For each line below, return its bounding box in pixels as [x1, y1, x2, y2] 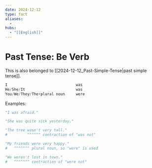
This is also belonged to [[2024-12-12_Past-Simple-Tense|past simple [5, 67, 147, 73]
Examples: [5, 101, 26, 106]
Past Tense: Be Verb [5, 51, 90, 63]
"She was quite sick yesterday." [5, 119, 74, 124]
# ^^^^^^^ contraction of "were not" [5, 159, 87, 164]
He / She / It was [5, 87, 83, 92]
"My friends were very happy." [5, 141, 70, 146]
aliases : [5, 16, 23, 21]
